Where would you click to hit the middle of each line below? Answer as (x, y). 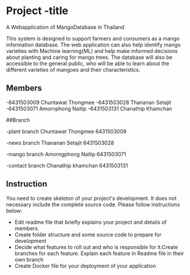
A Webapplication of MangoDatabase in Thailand (65, 27)
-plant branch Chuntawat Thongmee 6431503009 (66, 131)
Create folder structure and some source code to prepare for (88, 234)
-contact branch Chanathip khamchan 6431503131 (67, 165)
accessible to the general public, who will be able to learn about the (88, 63)
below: (14, 210)
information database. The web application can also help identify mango (93, 45)
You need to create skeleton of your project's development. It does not (91, 198)
